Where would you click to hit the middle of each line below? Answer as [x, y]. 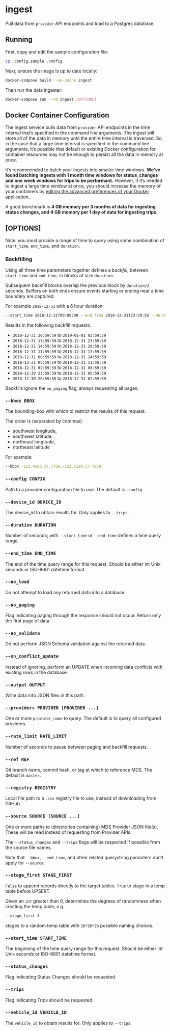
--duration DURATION [31, 525]
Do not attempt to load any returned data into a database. [65, 592]
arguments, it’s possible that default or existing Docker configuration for [81, 149]
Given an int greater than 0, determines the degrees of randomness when [83, 901]
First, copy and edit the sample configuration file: [57, 51]
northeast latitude [31, 447]
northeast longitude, [34, 442]
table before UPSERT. [28, 891]
